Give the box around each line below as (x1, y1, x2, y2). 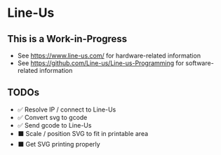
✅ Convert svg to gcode (17, 113, 88, 121)
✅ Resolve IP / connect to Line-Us (17, 105, 116, 114)
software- (185, 59, 214, 67)
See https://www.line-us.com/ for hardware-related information (17, 51, 201, 60)
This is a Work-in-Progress (7, 33, 128, 45)
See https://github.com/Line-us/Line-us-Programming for (17, 59, 185, 67)
